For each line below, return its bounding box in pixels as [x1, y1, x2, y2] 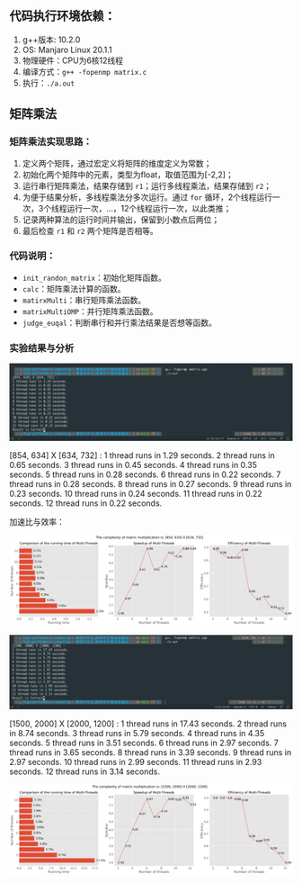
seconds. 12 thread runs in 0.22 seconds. [9, 498, 163, 509]
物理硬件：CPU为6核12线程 [22, 55, 124, 66]
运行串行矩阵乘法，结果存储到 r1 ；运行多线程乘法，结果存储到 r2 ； [22, 180, 272, 191]
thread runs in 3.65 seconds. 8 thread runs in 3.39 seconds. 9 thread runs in [9, 746, 292, 758]
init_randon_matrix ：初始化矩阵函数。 [22, 272, 166, 283]
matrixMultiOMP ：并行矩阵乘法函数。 [22, 305, 159, 317]
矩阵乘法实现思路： [9, 136, 93, 149]
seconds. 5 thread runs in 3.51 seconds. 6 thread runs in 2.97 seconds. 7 [9, 737, 279, 748]
